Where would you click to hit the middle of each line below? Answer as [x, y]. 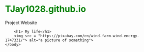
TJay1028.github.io [45, 9]
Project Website [21, 23]
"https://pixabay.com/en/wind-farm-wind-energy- [89, 36]
